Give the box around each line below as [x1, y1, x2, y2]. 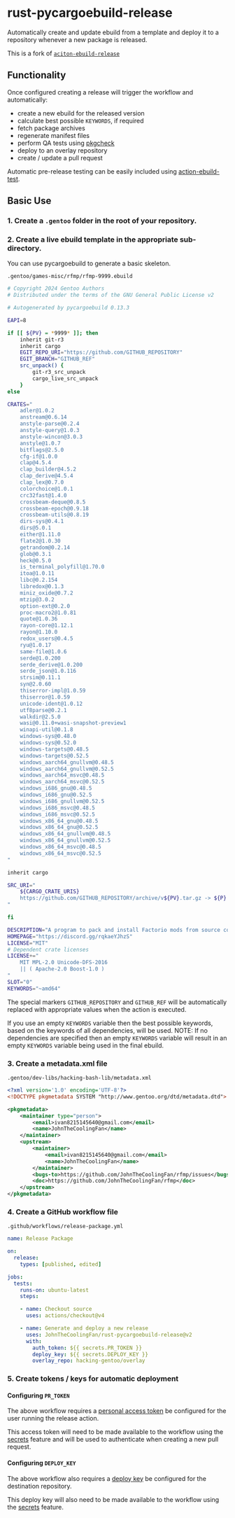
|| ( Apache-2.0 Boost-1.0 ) [20, 966, 105, 973]
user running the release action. [7, 1414, 99, 1423]
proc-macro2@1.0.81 [20, 609, 77, 616]
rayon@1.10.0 [20, 629, 58, 636]
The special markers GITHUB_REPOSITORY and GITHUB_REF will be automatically [7, 998, 227, 1006]
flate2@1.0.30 [20, 537, 61, 544]
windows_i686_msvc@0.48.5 [20, 804, 96, 812]
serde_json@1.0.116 [20, 667, 77, 675]
